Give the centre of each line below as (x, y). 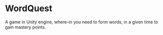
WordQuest (29, 9)
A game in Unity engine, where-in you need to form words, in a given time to (81, 22)
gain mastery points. (26, 27)
